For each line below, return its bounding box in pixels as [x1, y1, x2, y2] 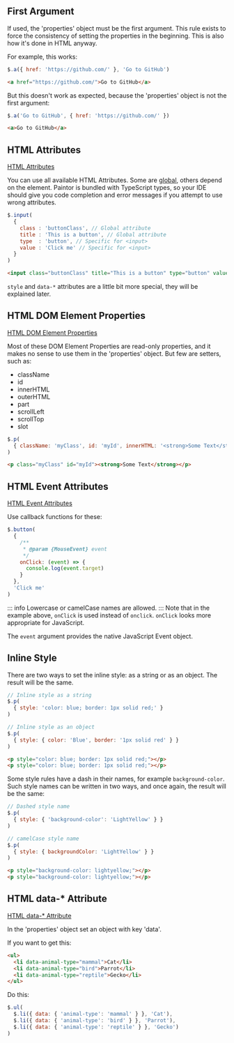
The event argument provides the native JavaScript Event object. [7, 631, 194, 640]
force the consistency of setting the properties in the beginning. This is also [7, 31, 224, 40]
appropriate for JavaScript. [7, 618, 85, 626]
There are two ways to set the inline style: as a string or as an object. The [7, 670, 218, 679]
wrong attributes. [7, 198, 57, 207]
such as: [7, 357, 32, 365]
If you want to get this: [7, 938, 72, 947]
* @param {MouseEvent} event [22, 546, 108, 553]
